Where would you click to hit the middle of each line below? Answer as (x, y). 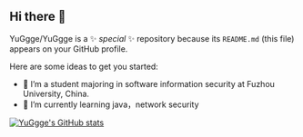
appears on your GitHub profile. (69, 49)
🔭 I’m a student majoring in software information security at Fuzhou (149, 83)
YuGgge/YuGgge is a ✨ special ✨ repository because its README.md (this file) (152, 38)
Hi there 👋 (38, 17)
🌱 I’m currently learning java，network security (111, 104)
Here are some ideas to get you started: (84, 66)
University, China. (56, 93)
